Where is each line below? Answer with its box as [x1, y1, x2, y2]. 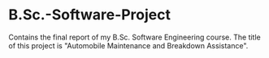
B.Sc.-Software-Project [8, 6, 171, 24]
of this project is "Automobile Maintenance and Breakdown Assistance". [8, 40, 249, 50]
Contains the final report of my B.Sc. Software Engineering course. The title [8, 32, 262, 42]
